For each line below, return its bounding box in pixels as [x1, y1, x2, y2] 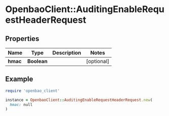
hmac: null [10, 102, 33, 107]
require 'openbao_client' [5, 88, 60, 93]
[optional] [86, 58, 110, 65]
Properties [5, 34, 39, 43]
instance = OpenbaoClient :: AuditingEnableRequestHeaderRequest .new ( [5, 97, 153, 102]
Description [52, 49, 81, 56]
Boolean [27, 58, 48, 65]
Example [5, 75, 33, 84]
